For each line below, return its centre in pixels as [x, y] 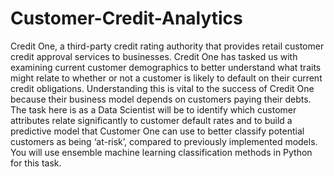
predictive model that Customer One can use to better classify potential [157, 131]
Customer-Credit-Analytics [126, 18]
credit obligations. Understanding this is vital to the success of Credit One [162, 88]
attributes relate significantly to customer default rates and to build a [151, 120]
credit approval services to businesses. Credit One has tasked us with [154, 56]
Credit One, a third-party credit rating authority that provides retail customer [167, 46]
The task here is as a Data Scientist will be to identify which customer [153, 109]
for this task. [36, 163]
